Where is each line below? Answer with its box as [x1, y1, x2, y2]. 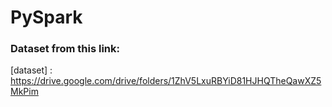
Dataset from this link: [10, 42, 120, 56]
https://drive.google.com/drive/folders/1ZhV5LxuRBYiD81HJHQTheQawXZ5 [10, 75, 322, 87]
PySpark [10, 6, 83, 29]
